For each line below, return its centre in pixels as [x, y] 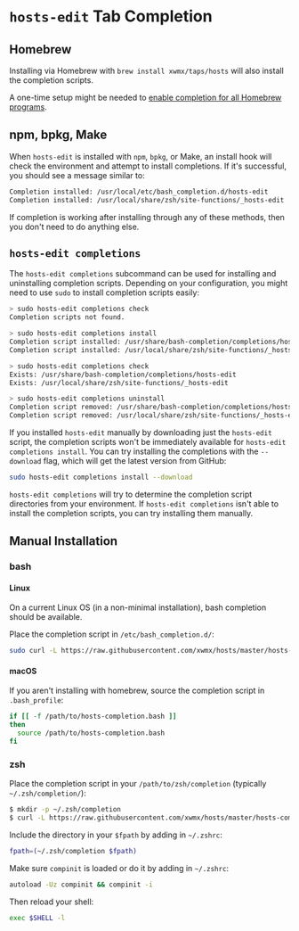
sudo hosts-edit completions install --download [101, 477]
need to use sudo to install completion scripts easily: [105, 292]
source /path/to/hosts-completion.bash [91, 733]
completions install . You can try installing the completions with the [134, 451]
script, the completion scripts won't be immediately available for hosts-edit [148, 442]
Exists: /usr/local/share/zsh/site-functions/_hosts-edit [119, 383]
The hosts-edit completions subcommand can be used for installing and [143, 274]
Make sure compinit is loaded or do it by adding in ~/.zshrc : [119, 868]
